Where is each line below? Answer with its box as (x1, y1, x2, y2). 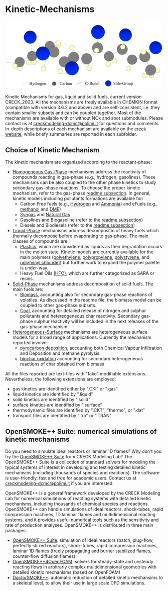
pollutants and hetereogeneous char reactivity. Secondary (20, 313, 140, 319)
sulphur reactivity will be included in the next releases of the (34, 318, 159, 325)
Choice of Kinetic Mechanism (5, 146, 99, 154)
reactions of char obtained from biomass (20, 361, 104, 367)
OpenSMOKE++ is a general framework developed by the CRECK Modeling (5, 490, 160, 496)
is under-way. (20, 265, 49, 271)
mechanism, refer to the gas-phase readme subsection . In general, (12, 190, 151, 196)
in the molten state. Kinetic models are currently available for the (20, 249, 154, 255)
